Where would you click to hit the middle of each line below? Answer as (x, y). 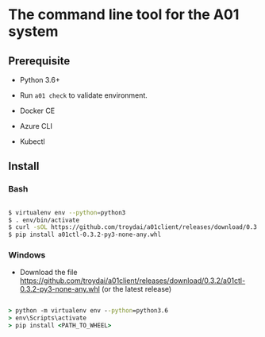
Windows (27, 255)
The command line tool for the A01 (124, 15)
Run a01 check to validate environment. (84, 95)
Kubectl (32, 141)
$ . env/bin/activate (44, 220)
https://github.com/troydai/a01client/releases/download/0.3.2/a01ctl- (132, 281)
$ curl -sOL (28, 227)
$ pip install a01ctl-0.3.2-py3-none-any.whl (84, 235)
